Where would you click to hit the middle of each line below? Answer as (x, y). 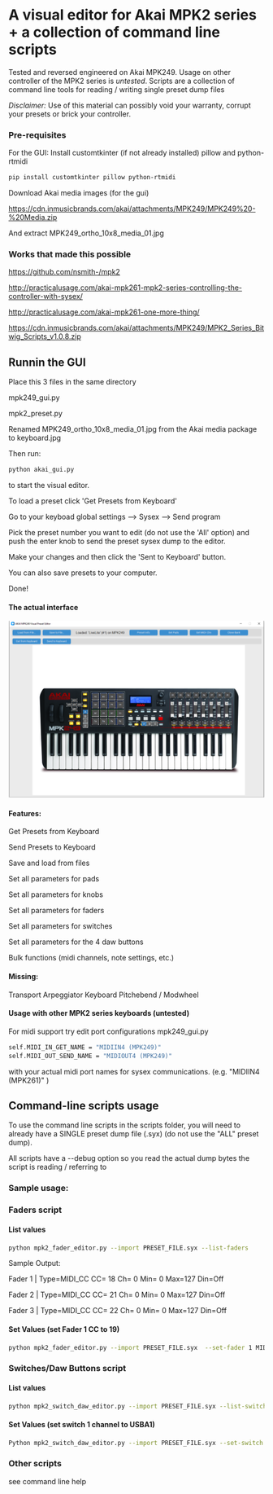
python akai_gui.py (41, 470)
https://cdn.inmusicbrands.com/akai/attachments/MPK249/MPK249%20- (132, 209)
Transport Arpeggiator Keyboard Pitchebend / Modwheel (104, 995)
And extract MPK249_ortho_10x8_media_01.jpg (87, 233)
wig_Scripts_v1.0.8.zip (45, 336)
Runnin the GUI (48, 362)
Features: (25, 813)
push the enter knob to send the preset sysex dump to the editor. (117, 541)
